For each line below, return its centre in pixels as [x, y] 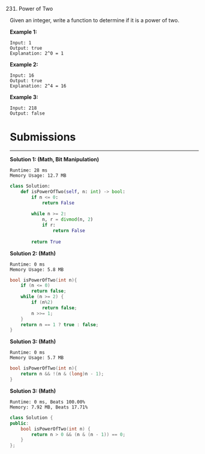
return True [46, 242]
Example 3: [24, 97]
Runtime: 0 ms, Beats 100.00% [48, 402]
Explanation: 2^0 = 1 [37, 53]
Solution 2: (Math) [33, 253]
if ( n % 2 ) [42, 302]
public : [19, 423]
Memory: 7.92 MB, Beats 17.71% [49, 407]
